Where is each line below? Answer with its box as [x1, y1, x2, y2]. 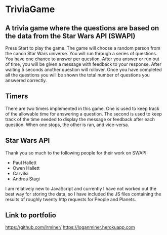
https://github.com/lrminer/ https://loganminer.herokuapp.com [5, 224, 135, 230]
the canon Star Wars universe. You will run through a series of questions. [5, 51, 157, 56]
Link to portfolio [5, 211, 57, 220]
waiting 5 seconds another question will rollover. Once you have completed [5, 67, 162, 72]
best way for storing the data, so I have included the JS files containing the [5, 191, 161, 197]
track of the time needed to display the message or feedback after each [5, 116, 155, 122]
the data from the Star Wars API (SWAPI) [5, 31, 136, 40]
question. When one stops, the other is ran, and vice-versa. [5, 122, 129, 128]
